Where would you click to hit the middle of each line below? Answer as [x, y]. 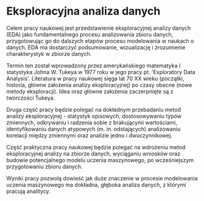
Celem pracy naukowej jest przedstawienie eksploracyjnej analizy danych [99, 28]
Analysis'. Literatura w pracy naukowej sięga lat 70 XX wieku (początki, [95, 78]
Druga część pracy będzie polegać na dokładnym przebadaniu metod [94, 109]
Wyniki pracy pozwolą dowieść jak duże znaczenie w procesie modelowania [102, 178]
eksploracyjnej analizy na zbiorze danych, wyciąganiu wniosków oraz [93, 154]
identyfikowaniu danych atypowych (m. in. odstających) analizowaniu [93, 129]
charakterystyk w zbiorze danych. [49, 53]
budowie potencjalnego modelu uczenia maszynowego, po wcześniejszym [100, 160]
